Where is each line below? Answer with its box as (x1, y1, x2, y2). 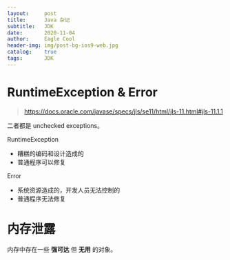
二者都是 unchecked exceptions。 (7, 121, 103, 129)
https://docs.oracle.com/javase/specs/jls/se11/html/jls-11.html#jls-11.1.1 (23, 107, 224, 116)
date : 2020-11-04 (7, 29, 76, 36)
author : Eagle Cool (7, 36, 76, 43)
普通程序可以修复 (17, 158, 66, 166)
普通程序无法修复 (17, 194, 66, 203)
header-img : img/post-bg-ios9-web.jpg (7, 42, 118, 49)
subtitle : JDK (7, 23, 54, 30)
